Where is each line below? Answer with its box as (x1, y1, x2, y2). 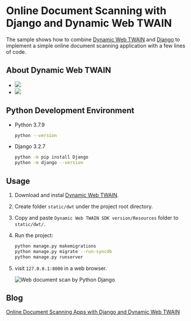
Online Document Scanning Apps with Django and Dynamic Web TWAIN (6, 309, 180, 316)
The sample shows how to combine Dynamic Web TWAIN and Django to (6, 36, 180, 43)
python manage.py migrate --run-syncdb (14, 248, 112, 254)
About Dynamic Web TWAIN (6, 66, 111, 76)
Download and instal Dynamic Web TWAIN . (14, 192, 119, 199)
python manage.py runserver (14, 254, 83, 260)
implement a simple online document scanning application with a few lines (6, 42, 186, 49)
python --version (14, 132, 57, 138)
